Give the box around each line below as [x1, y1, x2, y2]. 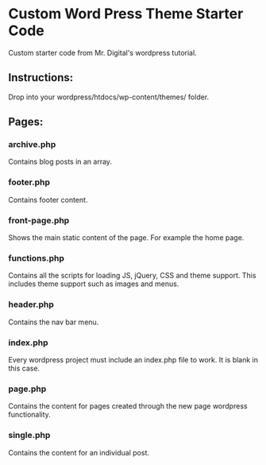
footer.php [8, 176, 50, 188]
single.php [8, 430, 51, 441]
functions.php [8, 252, 65, 263]
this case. [8, 363, 40, 373]
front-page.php [8, 215, 70, 226]
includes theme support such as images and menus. [8, 279, 179, 289]
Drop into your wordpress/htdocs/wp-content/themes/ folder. [8, 92, 210, 102]
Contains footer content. [8, 195, 88, 204]
